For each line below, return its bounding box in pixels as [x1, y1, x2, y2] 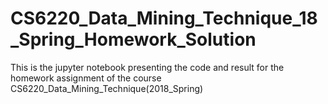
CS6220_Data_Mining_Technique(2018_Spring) [10, 82, 204, 94]
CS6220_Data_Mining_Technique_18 [10, 7, 318, 30]
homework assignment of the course [10, 72, 162, 84]
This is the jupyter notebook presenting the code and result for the [10, 61, 285, 73]
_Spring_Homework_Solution [10, 28, 257, 51]
